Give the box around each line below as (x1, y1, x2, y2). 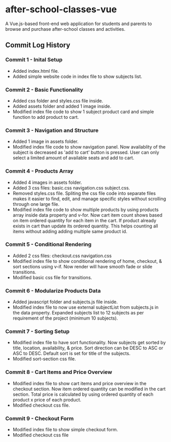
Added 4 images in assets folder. (12, 179, 82, 185)
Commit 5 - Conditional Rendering (5, 241, 92, 248)
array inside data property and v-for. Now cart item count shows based (12, 212, 162, 218)
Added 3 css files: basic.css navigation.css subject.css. (12, 184, 130, 191)
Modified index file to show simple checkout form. (12, 427, 118, 432)
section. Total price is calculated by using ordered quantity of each (12, 391, 154, 397)
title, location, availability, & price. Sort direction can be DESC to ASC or (12, 345, 163, 351)
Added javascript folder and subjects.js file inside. (12, 299, 118, 305)
